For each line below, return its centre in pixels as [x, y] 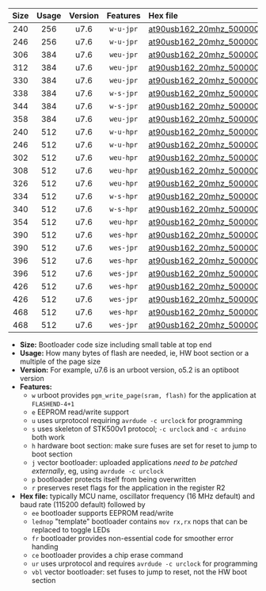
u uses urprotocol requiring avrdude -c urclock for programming [137, 420]
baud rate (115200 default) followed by [82, 505]
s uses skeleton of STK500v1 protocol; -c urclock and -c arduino [139, 429]
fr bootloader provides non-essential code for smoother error [132, 538]
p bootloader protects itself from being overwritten [114, 479]
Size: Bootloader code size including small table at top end [116, 345]
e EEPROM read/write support [80, 412]
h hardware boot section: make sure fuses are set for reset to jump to [144, 446]
